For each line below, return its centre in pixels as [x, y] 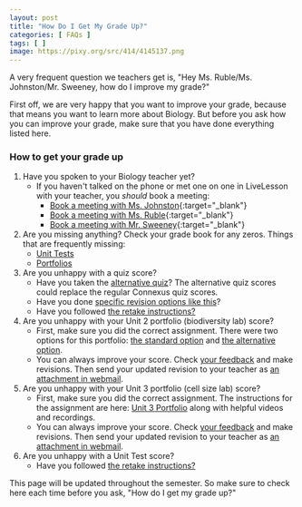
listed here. [30, 133]
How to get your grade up [67, 157]
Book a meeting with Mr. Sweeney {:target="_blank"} [147, 225]
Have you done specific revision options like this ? [128, 302]
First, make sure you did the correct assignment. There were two [157, 331]
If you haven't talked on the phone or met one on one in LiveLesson [162, 186]
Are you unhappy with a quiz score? [89, 273]
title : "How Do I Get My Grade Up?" [78, 26]
